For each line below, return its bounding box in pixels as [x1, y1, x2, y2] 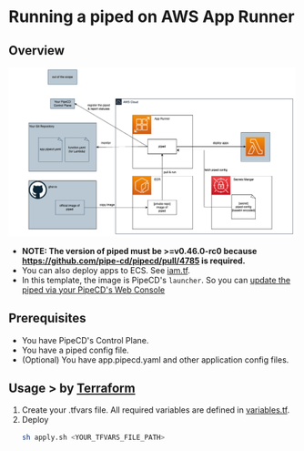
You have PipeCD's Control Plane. [21, 334, 149, 345]
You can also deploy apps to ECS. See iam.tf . [21, 264, 190, 275]
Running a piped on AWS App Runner [8, 6, 295, 27]
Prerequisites [8, 311, 86, 326]
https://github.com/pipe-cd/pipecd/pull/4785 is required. [21, 255, 247, 266]
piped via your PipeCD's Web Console [21, 284, 166, 295]
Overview [8, 43, 66, 58]
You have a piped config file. [21, 344, 129, 355]
